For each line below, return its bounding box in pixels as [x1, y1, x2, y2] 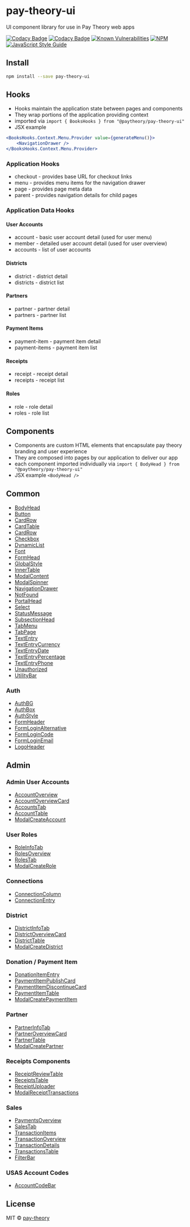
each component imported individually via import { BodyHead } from [14, 460, 180, 467]
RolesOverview [14, 850, 51, 857]
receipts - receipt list [14, 377, 65, 384]
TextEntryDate [14, 647, 50, 654]
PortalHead [14, 598, 42, 605]
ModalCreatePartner [14, 1042, 64, 1049]
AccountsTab [14, 804, 47, 811]
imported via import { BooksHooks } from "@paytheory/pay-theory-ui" [14, 118, 185, 125]
